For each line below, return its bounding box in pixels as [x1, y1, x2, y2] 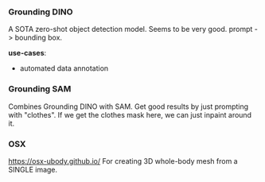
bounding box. [14, 33, 62, 42]
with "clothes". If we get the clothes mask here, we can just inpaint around [8, 110, 252, 119]
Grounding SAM [8, 83, 72, 95]
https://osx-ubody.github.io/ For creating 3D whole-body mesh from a [8, 156, 238, 165]
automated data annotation [19, 64, 109, 73]
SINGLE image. [8, 165, 58, 174]
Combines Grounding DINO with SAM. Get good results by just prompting [8, 102, 249, 111]
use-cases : [8, 48, 47, 58]
